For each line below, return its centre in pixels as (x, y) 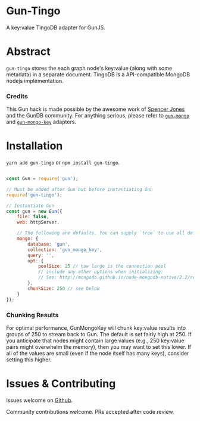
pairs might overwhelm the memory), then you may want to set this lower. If (99, 346)
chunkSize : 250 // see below (64, 288)
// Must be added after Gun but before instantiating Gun (79, 189)
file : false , (33, 217)
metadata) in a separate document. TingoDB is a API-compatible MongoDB (98, 74)
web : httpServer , (38, 222)
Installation (35, 146)
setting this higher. (29, 360)
